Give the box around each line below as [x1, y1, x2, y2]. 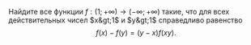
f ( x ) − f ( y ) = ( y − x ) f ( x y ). [96, 28, 177, 37]
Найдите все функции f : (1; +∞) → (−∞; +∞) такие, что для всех [8, 7, 230, 16]
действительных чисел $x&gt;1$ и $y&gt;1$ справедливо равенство [8, 15, 243, 25]
